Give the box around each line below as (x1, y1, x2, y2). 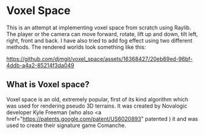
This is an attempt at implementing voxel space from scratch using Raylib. (6, 24, 192, 31)
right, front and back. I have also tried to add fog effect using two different (6, 37, 193, 44)
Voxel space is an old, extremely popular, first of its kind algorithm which (6, 95, 189, 103)
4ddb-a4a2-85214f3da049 (6, 62, 75, 69)
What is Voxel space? (6, 79, 90, 90)
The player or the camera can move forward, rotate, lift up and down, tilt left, (6, 30, 199, 37)
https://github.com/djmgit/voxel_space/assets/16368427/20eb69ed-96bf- (6, 55, 193, 62)
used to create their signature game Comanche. (6, 122, 127, 129)
